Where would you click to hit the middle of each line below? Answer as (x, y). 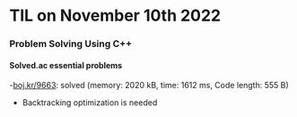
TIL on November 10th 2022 (115, 16)
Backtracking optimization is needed (90, 103)
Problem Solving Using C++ (71, 44)
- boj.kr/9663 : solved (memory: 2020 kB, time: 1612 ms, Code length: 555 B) (149, 85)
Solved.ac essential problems (66, 65)
